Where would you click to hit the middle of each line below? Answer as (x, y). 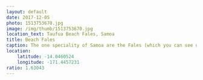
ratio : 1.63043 (25, 68)
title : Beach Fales (31, 40)
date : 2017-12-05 (28, 17)
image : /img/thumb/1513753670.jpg (50, 29)
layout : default (27, 12)
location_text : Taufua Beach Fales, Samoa (60, 34)
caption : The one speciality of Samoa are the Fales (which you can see (100, 46)
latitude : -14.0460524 (46, 57)
